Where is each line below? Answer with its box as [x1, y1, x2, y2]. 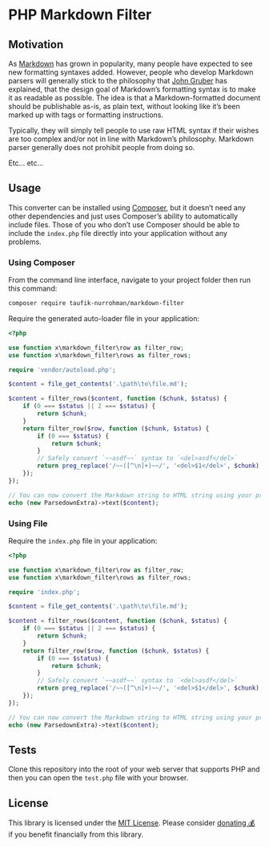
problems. [8, 237, 42, 246]
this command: [8, 283, 58, 294]
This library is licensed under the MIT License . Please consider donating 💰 [8, 818, 255, 828]
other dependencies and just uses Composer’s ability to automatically [8, 211, 239, 221]
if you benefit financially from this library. [8, 829, 144, 840]
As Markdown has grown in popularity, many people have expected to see [8, 59, 253, 68]
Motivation [8, 38, 64, 51]
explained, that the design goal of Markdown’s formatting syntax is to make [8, 84, 256, 94]
